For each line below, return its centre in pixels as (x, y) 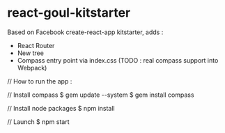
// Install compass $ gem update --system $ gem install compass (101, 95)
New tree (30, 53)
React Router (36, 45)
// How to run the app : (40, 81)
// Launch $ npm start (38, 122)
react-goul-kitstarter (69, 13)
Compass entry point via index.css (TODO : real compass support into (118, 60)
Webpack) (32, 68)
